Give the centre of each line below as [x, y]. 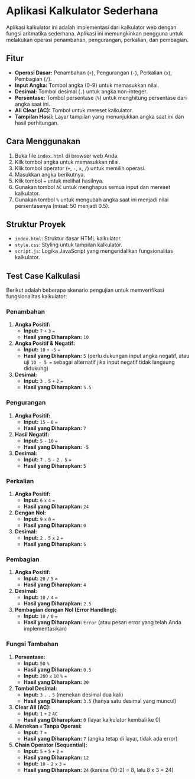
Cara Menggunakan [43, 141]
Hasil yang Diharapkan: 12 [56, 757]
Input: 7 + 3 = [39, 331]
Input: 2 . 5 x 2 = [43, 538]
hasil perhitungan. [37, 123]
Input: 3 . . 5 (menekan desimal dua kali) [73, 695]
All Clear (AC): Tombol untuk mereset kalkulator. [74, 110]
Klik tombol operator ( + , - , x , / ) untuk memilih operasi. [80, 168]
